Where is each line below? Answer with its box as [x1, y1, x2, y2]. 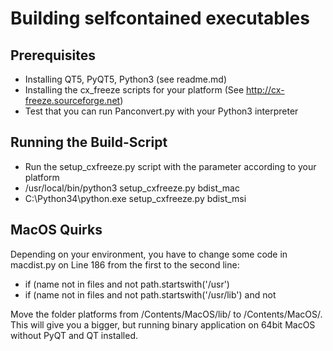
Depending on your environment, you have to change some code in [10, 248, 288, 260]
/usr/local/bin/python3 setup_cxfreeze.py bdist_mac [24, 182, 240, 194]
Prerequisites [10, 47, 96, 64]
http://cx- [245, 84, 285, 96]
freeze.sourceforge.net [24, 95, 121, 106]
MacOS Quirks [10, 222, 103, 239]
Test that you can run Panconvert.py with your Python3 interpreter [24, 105, 299, 117]
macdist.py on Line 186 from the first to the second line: [10, 258, 240, 271]
